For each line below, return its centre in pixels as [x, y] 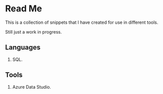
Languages [23, 47]
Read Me [24, 9]
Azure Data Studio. [32, 87]
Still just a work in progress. [34, 32]
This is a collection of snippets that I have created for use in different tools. [82, 22]
